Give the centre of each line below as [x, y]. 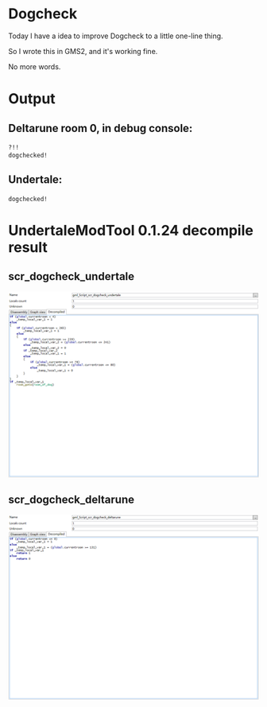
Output [32, 99]
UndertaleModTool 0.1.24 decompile [131, 230]
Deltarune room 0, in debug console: [101, 128]
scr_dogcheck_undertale [72, 276]
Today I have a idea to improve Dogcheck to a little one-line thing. [116, 36]
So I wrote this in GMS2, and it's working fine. [83, 51]
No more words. [35, 66]
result [28, 247]
